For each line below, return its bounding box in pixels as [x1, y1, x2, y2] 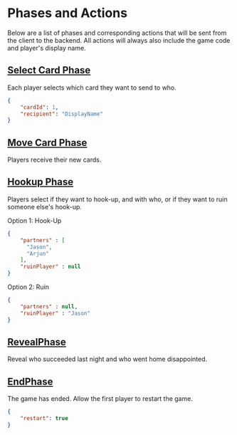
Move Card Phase [7, 137, 88, 149]
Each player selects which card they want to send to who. [7, 83, 177, 92]
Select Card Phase [7, 64, 91, 76]
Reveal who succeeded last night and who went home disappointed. [7, 355, 208, 364]
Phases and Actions [7, 5, 128, 21]
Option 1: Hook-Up [7, 216, 62, 225]
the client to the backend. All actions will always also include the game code [7, 36, 231, 44]
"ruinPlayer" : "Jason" [20, 310, 91, 317]
